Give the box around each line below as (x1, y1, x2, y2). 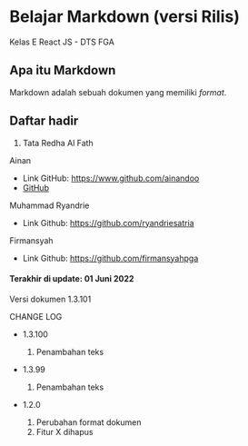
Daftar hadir (9, 114, 79, 129)
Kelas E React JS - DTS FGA (9, 36, 115, 47)
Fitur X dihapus (35, 426, 94, 437)
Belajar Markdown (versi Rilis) (9, 6, 241, 27)
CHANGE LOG (9, 311, 63, 322)
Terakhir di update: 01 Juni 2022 (9, 273, 134, 284)
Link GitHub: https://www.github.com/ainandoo (22, 173, 200, 183)
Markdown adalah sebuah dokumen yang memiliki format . (9, 86, 227, 97)
